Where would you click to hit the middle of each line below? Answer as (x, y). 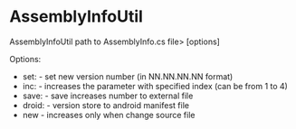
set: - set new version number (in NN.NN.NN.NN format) (128, 76)
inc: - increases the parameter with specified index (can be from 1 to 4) (155, 86)
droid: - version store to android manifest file (106, 105)
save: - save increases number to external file (108, 96)
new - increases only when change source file (109, 115)
